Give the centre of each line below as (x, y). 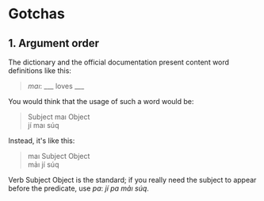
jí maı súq (43, 125)
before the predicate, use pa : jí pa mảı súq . (78, 188)
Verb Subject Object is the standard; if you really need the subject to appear (132, 180)
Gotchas (37, 14)
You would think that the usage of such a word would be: (101, 101)
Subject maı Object (59, 117)
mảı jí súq (43, 164)
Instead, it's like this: (42, 141)
